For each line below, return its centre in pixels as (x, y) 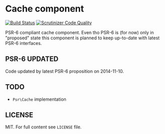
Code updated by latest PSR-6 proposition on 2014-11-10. (65, 71)
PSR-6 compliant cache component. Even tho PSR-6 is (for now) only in (80, 32)
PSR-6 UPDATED (32, 59)
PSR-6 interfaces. (24, 43)
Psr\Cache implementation (39, 99)
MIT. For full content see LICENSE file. (44, 127)
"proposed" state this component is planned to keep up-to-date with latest (82, 38)
